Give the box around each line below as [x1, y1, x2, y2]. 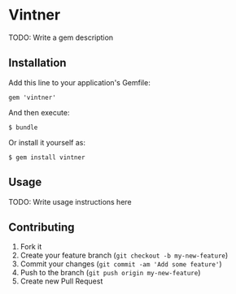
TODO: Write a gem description [8, 32, 114, 42]
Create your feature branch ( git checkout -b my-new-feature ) [20, 250, 229, 261]
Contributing [8, 220, 75, 234]
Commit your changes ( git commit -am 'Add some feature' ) [20, 259, 222, 269]
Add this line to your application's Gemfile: [8, 77, 151, 87]
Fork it [20, 242, 42, 252]
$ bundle [8, 123, 38, 132]
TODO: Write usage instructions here [8, 197, 132, 206]
